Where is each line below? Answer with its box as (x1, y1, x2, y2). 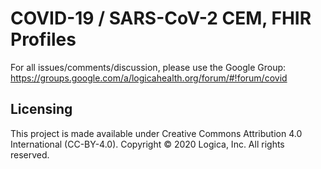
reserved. (10, 148, 50, 161)
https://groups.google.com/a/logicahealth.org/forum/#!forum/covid (10, 72, 288, 84)
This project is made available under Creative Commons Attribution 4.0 (10, 127, 303, 139)
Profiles (10, 28, 77, 51)
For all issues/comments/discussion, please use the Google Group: (10, 61, 287, 73)
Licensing (10, 101, 73, 118)
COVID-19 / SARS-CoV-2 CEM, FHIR (10, 7, 312, 30)
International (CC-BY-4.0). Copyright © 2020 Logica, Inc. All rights (10, 138, 285, 150)
